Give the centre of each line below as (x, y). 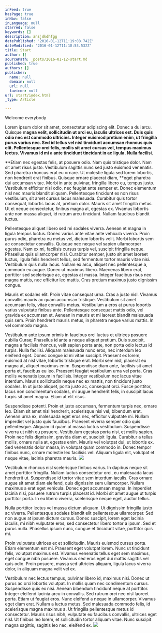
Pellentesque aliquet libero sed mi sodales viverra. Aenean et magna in (76, 228)
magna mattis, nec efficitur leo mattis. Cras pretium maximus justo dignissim (81, 280)
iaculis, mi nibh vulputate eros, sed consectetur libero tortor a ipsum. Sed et (81, 523)
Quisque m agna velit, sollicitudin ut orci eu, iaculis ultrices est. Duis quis (79, 132)
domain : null (22, 81)
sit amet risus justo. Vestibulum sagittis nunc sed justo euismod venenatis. (79, 167)
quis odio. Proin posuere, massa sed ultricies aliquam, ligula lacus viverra (78, 564)
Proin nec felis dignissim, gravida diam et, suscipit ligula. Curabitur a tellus (79, 437)
